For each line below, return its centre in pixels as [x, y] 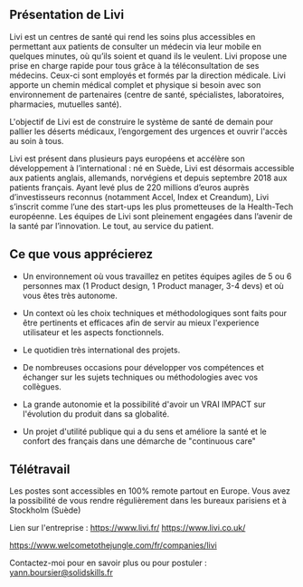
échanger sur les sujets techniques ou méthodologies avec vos [140, 377]
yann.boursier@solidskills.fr [61, 573]
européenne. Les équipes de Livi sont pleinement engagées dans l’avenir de [151, 216]
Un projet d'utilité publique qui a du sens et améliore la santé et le [144, 431]
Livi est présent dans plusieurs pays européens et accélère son [128, 159]
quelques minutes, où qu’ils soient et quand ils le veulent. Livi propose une [148, 56]
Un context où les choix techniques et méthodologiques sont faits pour [155, 313]
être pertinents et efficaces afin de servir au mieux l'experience [141, 322]
